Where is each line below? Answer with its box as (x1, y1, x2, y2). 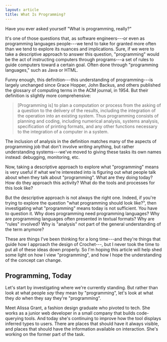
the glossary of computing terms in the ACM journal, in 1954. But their (5, 87, 149, 93)
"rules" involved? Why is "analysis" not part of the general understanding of (5, 221, 161, 227)
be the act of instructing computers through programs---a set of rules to (5, 56, 154, 62)
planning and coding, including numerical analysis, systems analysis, (17, 118, 160, 124)
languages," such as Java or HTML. (5, 67, 78, 73)
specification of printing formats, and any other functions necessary (17, 123, 158, 129)
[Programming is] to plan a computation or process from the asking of (17, 102, 161, 108)
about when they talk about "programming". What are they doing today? (5, 174, 153, 180)
